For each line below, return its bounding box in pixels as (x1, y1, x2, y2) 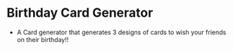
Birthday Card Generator (6, 5, 153, 21)
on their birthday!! (16, 35, 69, 43)
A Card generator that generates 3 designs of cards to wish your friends (16, 28, 227, 36)
